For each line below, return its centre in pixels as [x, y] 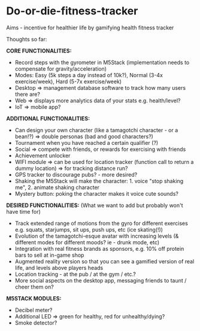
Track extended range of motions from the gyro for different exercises [101, 223]
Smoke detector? [36, 323]
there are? [28, 94]
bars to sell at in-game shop [49, 255]
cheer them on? [34, 287]
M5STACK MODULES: [34, 298]
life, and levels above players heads [59, 268]
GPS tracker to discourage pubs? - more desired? [76, 174]
